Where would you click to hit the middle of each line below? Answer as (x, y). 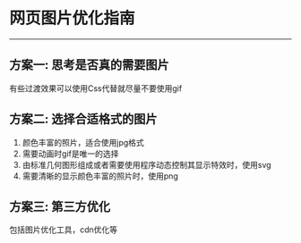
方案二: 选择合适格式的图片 (83, 119)
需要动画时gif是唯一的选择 (70, 154)
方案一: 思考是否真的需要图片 (89, 65)
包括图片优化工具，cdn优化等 (64, 230)
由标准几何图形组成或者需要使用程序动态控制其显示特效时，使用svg (146, 164)
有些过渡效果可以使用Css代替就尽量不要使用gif (96, 88)
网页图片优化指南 (73, 18)
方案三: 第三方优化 (60, 206)
